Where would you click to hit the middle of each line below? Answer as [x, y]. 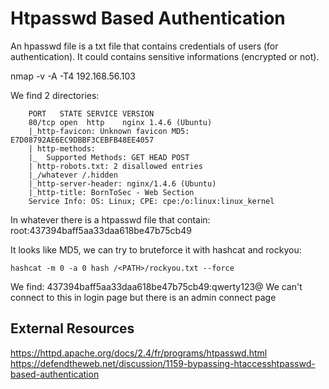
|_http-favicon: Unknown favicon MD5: [109, 131]
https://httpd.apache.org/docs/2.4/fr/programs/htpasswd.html [139, 353]
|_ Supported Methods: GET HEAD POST [109, 157]
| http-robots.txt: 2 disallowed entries [115, 166]
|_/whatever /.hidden [73, 175]
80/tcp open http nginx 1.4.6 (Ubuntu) [120, 122]
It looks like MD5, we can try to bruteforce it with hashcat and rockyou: [156, 249]
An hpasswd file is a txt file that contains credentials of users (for [144, 46]
